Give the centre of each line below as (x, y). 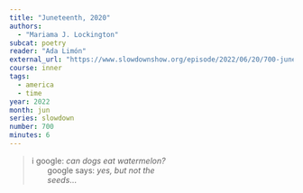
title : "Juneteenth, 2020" (60, 18)
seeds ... (62, 179)
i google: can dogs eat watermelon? (98, 161)
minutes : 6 (30, 135)
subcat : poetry (38, 43)
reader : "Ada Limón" (48, 51)
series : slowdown (42, 118)
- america (36, 85)
